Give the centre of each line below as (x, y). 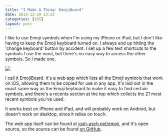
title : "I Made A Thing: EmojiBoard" (44, 10)
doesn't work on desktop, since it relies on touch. (56, 114)
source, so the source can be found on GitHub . (53, 129)
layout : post (19, 24)
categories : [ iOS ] (24, 19)
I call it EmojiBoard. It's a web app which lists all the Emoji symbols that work (84, 78)
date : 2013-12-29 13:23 (30, 14)
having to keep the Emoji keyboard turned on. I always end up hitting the (80, 43)
